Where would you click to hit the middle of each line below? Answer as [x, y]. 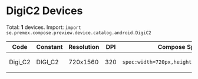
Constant [49, 47]
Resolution [84, 47]
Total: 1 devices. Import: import [44, 27]
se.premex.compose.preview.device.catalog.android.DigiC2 [79, 33]
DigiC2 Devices [44, 11]
